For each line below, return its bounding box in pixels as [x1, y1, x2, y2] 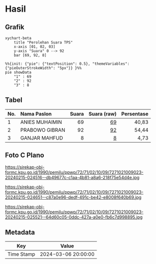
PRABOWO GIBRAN [20, 126, 65, 133]
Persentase [121, 110, 149, 117]
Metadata [5, 228, 35, 237]
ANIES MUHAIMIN [20, 119, 62, 125]
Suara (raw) [88, 110, 117, 117]
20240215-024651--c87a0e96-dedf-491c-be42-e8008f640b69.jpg [5, 194, 142, 200]
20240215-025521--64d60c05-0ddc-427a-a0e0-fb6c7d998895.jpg [5, 214, 143, 220]
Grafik [5, 23, 24, 31]
